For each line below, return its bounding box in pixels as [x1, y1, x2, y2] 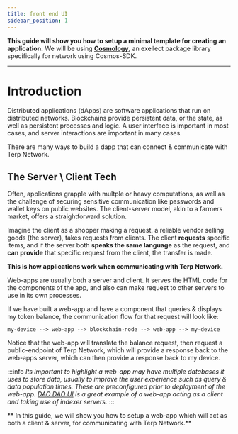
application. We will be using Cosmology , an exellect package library [7, 44, 211, 52]
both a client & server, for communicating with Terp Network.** [7, 419, 192, 428]
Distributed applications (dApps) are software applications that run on [7, 106, 211, 115]
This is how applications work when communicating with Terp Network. [7, 262, 223, 271]
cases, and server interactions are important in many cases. [7, 129, 182, 138]
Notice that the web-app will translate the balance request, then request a [7, 338, 223, 347]
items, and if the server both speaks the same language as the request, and [7, 241, 230, 250]
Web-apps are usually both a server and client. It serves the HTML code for [7, 276, 228, 284]
